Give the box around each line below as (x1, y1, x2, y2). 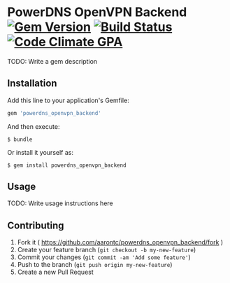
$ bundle (7, 136, 33, 143)
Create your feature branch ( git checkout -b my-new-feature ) (17, 246, 196, 254)
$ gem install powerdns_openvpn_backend (7, 162, 127, 169)
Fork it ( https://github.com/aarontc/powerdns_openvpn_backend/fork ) (17, 238, 224, 247)
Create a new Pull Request (17, 268, 94, 277)
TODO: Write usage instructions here (7, 199, 113, 207)
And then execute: (7, 122, 60, 130)
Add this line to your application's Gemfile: (7, 96, 129, 104)
